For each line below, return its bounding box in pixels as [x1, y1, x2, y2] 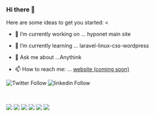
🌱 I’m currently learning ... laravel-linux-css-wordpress [14, 42, 149, 50]
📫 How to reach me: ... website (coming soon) [14, 66, 129, 73]
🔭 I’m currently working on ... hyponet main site [14, 30, 131, 38]
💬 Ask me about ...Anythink [14, 54, 82, 61]
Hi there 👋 [6, 5, 36, 14]
